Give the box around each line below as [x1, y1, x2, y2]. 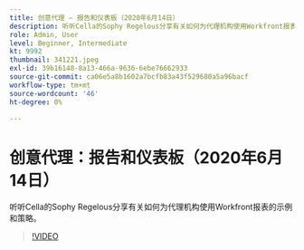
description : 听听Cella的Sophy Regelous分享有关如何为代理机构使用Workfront [9, 22, 283, 31]
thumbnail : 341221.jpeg [9, 55, 100, 64]
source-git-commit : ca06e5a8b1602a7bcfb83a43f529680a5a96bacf [9, 72, 249, 82]
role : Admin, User [9, 30, 79, 39]
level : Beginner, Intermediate [9, 38, 128, 48]
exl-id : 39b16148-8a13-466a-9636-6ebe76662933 [9, 64, 188, 73]
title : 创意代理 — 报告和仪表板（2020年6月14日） [9, 13, 180, 23]
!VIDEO [31, 231, 59, 242]
